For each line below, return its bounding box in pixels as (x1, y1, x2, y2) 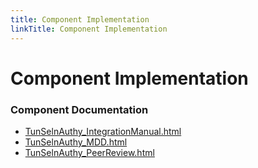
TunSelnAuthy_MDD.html (24, 136, 128, 148)
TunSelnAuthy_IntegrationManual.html (24, 125, 182, 137)
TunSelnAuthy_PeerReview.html (24, 146, 155, 158)
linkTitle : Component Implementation (10, 24, 168, 34)
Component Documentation (10, 102, 149, 116)
